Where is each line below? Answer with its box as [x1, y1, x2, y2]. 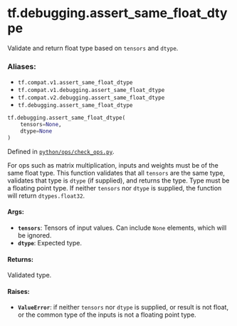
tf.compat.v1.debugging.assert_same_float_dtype [17, 87, 165, 94]
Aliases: [7, 61, 37, 71]
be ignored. [17, 230, 52, 240]
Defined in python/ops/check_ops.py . [7, 147, 115, 156]
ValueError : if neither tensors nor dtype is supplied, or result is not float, [17, 303, 229, 312]
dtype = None [20, 127, 53, 135]
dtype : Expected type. [17, 238, 82, 247]
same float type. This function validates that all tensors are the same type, [7, 168, 226, 177]
